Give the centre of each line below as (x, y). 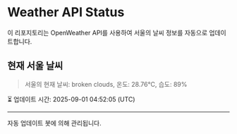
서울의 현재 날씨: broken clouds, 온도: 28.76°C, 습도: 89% (106, 84)
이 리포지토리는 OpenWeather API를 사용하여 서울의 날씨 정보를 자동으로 (108, 32)
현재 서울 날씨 (35, 66)
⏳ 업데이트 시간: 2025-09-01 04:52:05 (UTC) (71, 99)
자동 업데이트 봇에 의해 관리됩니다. (54, 123)
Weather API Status (66, 12)
